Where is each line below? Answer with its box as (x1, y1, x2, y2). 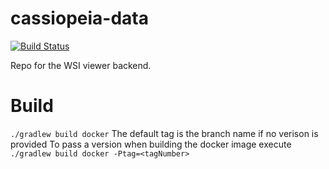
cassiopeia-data (10, 7, 149, 30)
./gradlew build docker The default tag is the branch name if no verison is (10, 127, 319, 139)
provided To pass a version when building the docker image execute (10, 138, 292, 150)
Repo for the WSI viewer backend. (10, 59, 152, 71)
